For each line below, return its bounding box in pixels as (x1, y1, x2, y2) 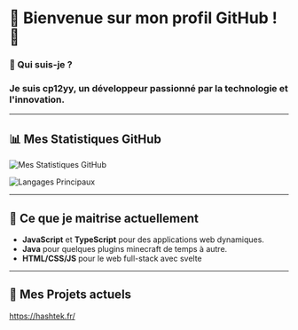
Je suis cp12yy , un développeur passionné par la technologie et (9, 82, 288, 95)
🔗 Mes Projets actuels (9, 287, 131, 302)
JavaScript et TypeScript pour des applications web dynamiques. (21, 234, 264, 245)
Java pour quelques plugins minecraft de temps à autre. (21, 244, 228, 255)
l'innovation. (9, 93, 65, 106)
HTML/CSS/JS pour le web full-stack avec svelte (21, 253, 202, 264)
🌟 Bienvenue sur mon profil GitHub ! (9, 8, 278, 28)
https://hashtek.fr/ (9, 310, 75, 321)
